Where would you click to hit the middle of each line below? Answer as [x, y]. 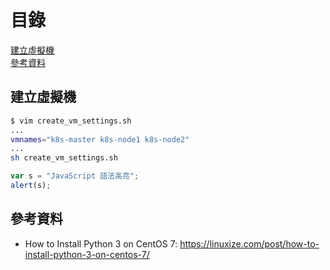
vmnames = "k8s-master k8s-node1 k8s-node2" [100, 139]
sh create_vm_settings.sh [64, 158]
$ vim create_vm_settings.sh [71, 121]
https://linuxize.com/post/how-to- [249, 243]
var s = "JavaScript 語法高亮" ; [75, 176]
